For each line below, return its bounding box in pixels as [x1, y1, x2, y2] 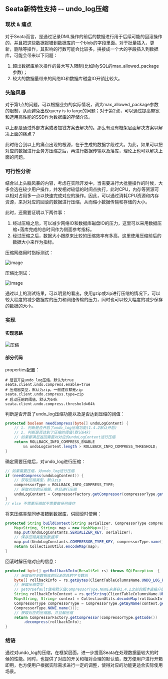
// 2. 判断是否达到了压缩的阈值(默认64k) [14, 430, 91, 435]
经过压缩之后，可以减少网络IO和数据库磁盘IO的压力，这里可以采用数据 [12, 220, 157, 227]
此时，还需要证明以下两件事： [5, 209, 66, 215]
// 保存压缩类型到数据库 [14, 535, 58, 540]
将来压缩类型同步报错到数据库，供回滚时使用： [5, 511, 101, 517]
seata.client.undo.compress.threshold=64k [5, 401, 95, 406]
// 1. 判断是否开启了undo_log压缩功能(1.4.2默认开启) [14, 425, 117, 430]
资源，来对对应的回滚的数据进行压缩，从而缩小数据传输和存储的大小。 [5, 199, 150, 205]
